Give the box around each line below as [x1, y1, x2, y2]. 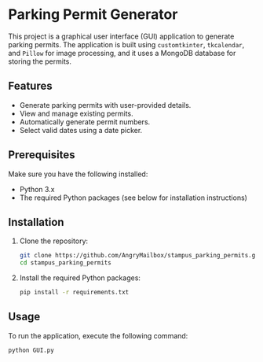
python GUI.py [8, 346, 55, 354]
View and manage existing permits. [19, 109, 133, 118]
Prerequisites [8, 148, 75, 162]
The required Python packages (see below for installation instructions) [19, 193, 247, 202]
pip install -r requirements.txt [19, 289, 130, 297]
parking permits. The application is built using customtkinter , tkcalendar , [8, 39, 245, 49]
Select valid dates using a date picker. [19, 125, 143, 135]
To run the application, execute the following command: [8, 331, 188, 340]
